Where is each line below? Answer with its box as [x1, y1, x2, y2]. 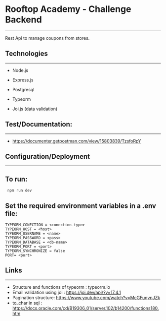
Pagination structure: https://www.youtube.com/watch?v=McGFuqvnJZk [12, 294, 161, 301]
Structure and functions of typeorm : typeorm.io [12, 284, 110, 290]
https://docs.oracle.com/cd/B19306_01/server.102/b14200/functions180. [12, 305, 159, 311]
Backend [5, 14, 42, 25]
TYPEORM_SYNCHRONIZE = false [5, 249, 65, 254]
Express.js [12, 77, 34, 83]
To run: [5, 175, 28, 183]
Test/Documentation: [5, 120, 73, 128]
